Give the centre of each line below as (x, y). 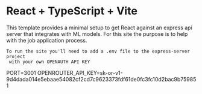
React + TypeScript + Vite (72, 11)
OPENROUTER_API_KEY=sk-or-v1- (80, 72)
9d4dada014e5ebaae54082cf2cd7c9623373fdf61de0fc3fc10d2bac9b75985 (101, 79)
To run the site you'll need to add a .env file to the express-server (98, 51)
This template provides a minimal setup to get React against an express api (99, 28)
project (16, 56)
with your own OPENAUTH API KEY (49, 62)
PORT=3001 (21, 72)
